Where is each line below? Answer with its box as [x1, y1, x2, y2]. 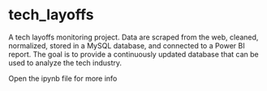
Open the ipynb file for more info [8, 73, 118, 83]
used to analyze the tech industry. [8, 58, 123, 68]
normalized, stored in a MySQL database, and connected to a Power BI [8, 40, 245, 50]
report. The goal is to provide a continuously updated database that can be [8, 49, 259, 59]
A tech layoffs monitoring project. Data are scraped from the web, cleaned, [8, 32, 259, 42]
